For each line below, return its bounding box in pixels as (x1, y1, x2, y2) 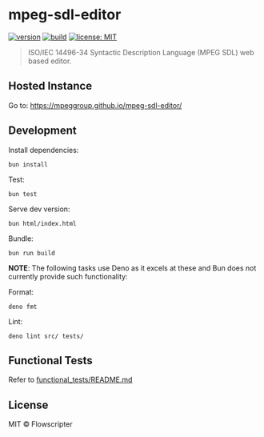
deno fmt (8, 303, 38, 311)
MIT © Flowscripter (8, 419, 74, 429)
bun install (8, 160, 48, 169)
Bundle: (8, 234, 34, 243)
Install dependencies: (8, 145, 79, 154)
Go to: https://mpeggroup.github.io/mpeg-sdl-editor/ (8, 100, 182, 110)
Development (8, 124, 78, 138)
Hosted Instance (8, 79, 93, 93)
